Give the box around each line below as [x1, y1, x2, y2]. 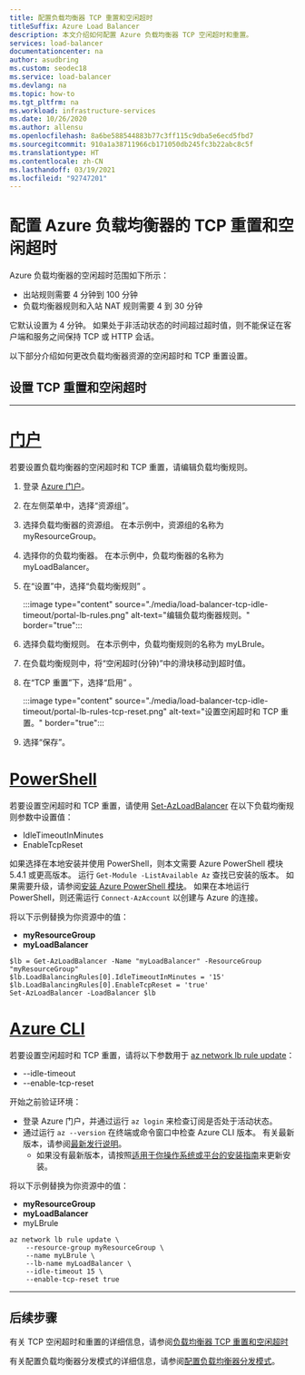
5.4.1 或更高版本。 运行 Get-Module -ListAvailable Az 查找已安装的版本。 [9, 869, 284, 880]
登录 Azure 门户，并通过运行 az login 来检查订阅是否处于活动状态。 [22, 1115, 278, 1126]
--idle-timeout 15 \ [25, 1267, 103, 1276]
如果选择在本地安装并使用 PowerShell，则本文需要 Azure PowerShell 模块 [9, 858, 284, 869]
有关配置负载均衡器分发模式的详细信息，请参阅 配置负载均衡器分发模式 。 [9, 1355, 280, 1366]
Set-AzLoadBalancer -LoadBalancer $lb [9, 988, 156, 997]
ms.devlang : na [9, 81, 67, 90]
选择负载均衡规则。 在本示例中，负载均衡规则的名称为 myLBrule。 [22, 638, 270, 649]
